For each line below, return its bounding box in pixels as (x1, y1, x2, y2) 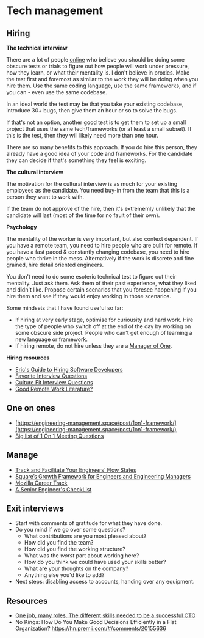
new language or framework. (15, 335, 88, 343)
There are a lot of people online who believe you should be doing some (6, 56, 185, 63)
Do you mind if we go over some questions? (15, 526, 126, 533)
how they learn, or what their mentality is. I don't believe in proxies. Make (6, 69, 190, 76)
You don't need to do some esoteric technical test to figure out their (6, 273, 177, 280)
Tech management (6, 4, 104, 18)
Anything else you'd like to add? (24, 571, 105, 579)
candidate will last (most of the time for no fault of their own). (6, 211, 160, 219)
